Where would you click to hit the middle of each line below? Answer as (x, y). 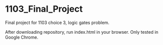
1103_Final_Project (44, 9)
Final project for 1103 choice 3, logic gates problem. (57, 22)
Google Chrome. (22, 37)
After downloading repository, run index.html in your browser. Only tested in (82, 32)
